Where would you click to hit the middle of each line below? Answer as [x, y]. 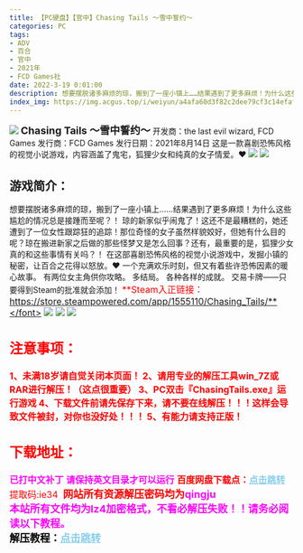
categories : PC [38, 26]
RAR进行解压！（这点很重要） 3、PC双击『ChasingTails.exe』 [143, 389]
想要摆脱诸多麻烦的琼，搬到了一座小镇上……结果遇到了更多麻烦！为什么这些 [151, 210]
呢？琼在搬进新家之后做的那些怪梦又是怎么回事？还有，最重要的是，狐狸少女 [151, 243]
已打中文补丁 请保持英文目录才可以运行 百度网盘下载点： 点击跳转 [147, 480]
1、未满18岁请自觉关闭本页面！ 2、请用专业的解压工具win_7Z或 [144, 376]
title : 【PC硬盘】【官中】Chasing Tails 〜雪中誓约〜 [101, 18]
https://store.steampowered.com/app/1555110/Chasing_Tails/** [143, 302]
